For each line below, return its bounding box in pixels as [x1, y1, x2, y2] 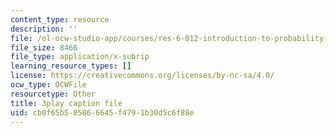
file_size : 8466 [10, 42, 78, 53]
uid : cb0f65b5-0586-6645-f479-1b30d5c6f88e [10, 107, 195, 118]
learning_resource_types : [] [10, 61, 132, 71]
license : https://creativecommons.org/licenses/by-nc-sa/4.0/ [10, 71, 275, 81]
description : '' [10, 24, 78, 34]
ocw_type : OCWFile [10, 80, 87, 90]
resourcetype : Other [10, 89, 97, 99]
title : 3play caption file [10, 98, 123, 108]
